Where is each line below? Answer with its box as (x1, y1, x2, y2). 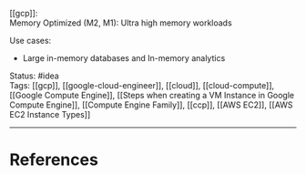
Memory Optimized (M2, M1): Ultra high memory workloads (9, 17, 232, 28)
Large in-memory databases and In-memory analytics (22, 53, 226, 63)
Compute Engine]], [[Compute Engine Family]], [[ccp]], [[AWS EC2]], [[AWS (9, 99, 293, 110)
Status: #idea (9, 70, 59, 81)
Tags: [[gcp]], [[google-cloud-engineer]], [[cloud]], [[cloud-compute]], (9, 80, 275, 90)
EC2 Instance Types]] (9, 109, 91, 119)
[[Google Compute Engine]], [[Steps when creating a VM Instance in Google (9, 90, 295, 100)
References (9, 149, 98, 170)
